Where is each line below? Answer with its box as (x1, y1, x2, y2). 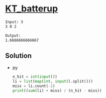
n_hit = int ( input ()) (12, 74, 58, 80)
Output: (5, 33, 21, 38)
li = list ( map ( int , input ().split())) (12, 79, 93, 84)
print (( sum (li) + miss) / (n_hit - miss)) (12, 88, 102, 93)
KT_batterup (5, 3, 58, 14)
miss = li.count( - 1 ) (12, 84, 55, 89)
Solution (5, 51, 32, 60)
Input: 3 (5, 19, 23, 24)
